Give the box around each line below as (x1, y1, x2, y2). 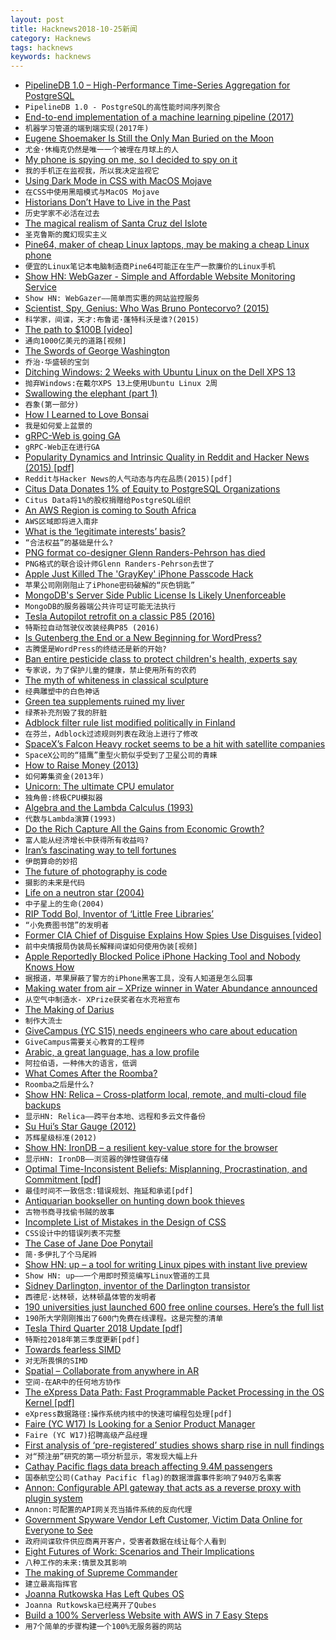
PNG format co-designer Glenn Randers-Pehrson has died (24, 547, 266, 559)
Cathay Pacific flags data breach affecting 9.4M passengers (24, 1461, 273, 1473)
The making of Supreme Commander (24, 1567, 178, 1579)
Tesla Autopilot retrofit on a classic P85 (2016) (24, 611, 216, 623)
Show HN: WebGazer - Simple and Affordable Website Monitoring (24, 271, 296, 283)
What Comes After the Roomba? (24, 1067, 158, 1080)
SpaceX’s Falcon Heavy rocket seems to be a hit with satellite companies (24, 738, 326, 750)
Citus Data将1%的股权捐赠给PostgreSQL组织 (24, 496, 192, 506)
